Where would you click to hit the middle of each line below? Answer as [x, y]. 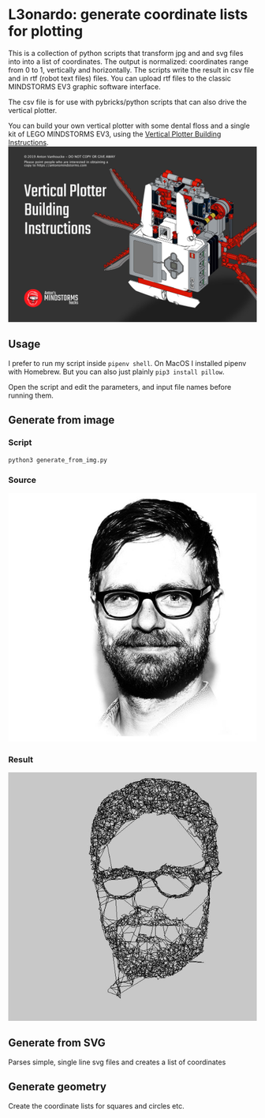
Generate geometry [57, 1087]
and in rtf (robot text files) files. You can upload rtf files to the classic [119, 78]
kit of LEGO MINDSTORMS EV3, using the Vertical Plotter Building [115, 134]
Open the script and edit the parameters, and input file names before [120, 387]
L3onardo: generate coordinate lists [128, 15]
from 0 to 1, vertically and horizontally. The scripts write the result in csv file [131, 69]
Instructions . [28, 142]
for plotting [46, 31]
